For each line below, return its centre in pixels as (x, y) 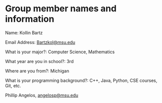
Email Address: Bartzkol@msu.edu (40, 42)
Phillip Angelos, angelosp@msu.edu (42, 95)
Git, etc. (13, 86)
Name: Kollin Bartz (24, 33)
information (30, 19)
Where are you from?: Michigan (37, 71)
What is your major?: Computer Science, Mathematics (60, 52)
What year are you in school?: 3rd (40, 61)
